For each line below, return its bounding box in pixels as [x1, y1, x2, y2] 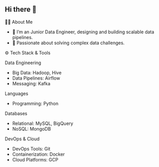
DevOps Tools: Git [12, 145, 51, 152]
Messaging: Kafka [12, 80, 51, 86]
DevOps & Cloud [5, 136, 40, 142]
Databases [5, 110, 28, 116]
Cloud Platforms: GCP [12, 156, 58, 162]
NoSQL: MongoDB [12, 125, 51, 132]
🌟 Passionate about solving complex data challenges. [12, 40, 125, 46]
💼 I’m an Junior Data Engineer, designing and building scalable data [12, 29, 154, 35]
